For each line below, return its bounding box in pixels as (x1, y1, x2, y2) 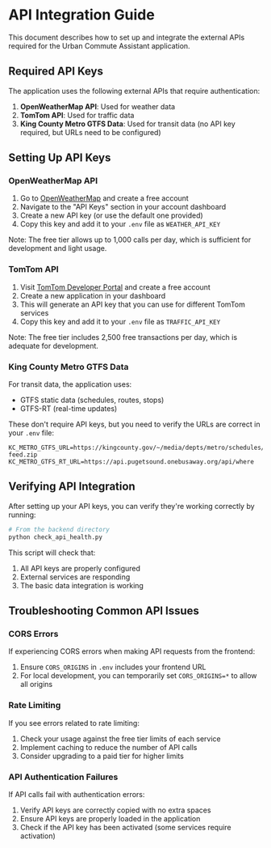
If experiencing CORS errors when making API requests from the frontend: (8, 647, 256, 656)
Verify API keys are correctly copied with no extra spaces (19, 805, 211, 815)
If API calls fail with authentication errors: (8, 789, 145, 799)
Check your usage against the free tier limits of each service (19, 734, 221, 744)
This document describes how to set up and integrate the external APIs (8, 32, 245, 42)
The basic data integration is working (19, 580, 144, 590)
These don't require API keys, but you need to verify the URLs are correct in (8, 419, 261, 430)
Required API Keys (8, 65, 103, 78)
